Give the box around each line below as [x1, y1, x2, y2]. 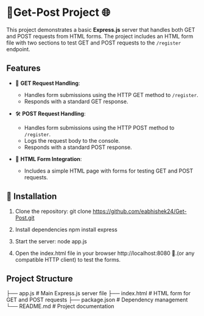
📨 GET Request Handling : [15, 79, 80, 87]
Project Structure [6, 273, 73, 284]
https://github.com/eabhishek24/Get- [92, 207, 187, 215]
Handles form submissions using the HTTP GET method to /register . [24, 91, 199, 98]
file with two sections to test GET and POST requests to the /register [6, 39, 181, 46]
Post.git [15, 214, 35, 221]
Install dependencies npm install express [15, 226, 118, 233]
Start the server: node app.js [15, 237, 87, 245]
